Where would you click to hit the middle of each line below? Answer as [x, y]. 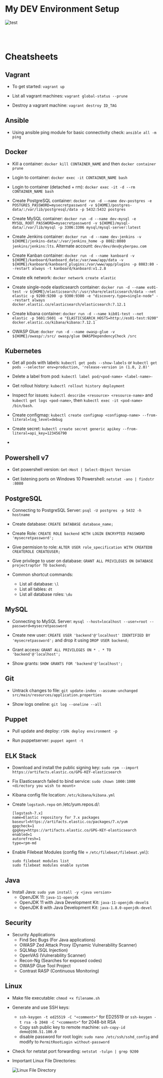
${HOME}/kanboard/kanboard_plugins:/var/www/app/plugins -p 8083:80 [83, 264]
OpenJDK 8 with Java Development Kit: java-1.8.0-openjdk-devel [86, 908]
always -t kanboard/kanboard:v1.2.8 [69, 268]
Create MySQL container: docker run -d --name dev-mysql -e [74, 218]
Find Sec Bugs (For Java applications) [57, 940]
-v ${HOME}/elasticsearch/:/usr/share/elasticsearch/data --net [90, 292]
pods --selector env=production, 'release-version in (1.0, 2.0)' [81, 367]
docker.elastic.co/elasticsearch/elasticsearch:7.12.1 [69, 304]
